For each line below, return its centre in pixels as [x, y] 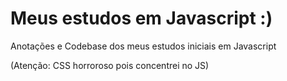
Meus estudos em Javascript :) [141, 18]
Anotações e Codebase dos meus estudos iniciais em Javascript [143, 46]
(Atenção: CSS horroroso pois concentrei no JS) [110, 65]
